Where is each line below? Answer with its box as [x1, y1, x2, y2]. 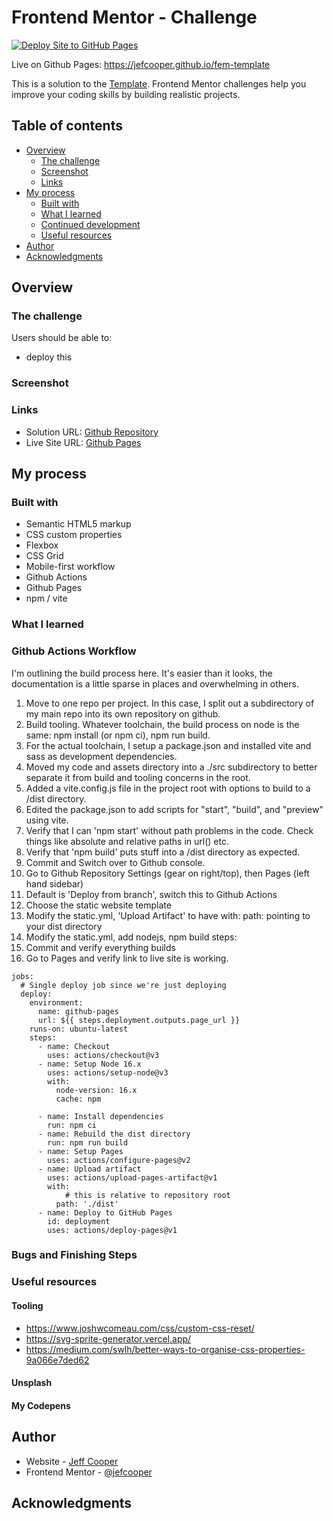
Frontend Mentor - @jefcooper [25, 1466, 153, 1478]
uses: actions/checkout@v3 [47, 1050, 160, 1060]
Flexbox [25, 539, 59, 551]
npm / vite [25, 592, 68, 605]
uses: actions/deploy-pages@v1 [47, 1225, 178, 1235]
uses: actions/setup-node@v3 [47, 1067, 169, 1078]
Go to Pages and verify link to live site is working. [25, 952, 229, 964]
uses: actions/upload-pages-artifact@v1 [47, 1172, 218, 1183]
